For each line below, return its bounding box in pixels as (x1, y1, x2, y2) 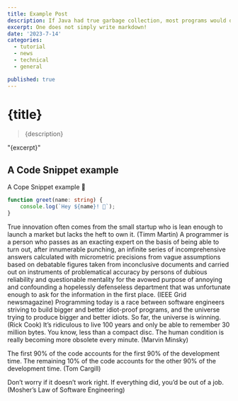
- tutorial (13, 43, 46, 50)
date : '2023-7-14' (7, 30, 62, 38)
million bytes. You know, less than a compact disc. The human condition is (7, 327, 225, 337)
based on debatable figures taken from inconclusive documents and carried (7, 260, 229, 269)
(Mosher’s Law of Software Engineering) (7, 385, 125, 394)
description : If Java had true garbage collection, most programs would (7, 17, 227, 24)
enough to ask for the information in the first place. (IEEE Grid (7, 290, 187, 298)
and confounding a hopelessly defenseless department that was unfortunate (7, 283, 231, 291)
